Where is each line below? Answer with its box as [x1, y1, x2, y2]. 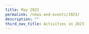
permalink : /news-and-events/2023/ [5, 12, 80, 17]
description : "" [5, 16, 39, 21]
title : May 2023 [5, 7, 39, 12]
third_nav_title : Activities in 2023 [5, 21, 84, 26]
